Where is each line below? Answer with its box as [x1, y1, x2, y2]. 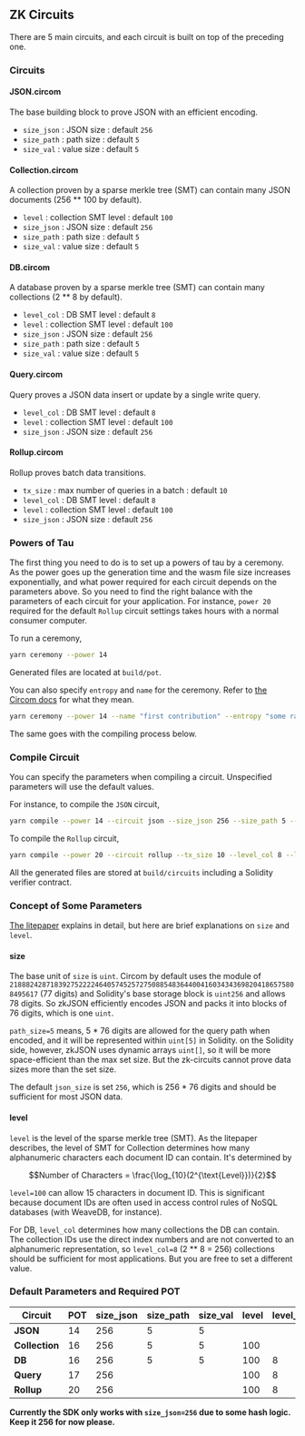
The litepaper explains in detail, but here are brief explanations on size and [9, 920, 290, 931]
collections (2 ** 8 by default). [9, 291, 123, 303]
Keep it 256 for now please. [9, 1416, 115, 1427]
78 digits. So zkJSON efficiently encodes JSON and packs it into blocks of [9, 998, 288, 1009]
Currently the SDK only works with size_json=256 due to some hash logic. [9, 1406, 291, 1418]
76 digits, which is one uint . [9, 1007, 114, 1018]
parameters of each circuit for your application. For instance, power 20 [9, 596, 271, 607]
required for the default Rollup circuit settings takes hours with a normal [9, 605, 280, 617]
